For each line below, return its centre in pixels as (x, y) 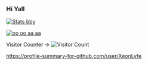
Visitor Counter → (28, 45)
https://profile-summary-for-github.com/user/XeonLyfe (74, 56)
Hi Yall (16, 9)
